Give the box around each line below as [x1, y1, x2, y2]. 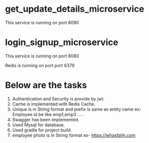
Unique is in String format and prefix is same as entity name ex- [12, 106, 142, 112]
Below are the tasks [5, 80, 87, 91]
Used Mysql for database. [12, 121, 65, 128]
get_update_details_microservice [5, 3, 145, 15]
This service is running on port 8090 [5, 20, 80, 25]
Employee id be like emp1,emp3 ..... [12, 111, 84, 117]
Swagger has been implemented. [12, 117, 80, 122]
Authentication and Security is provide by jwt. [12, 95, 105, 101]
